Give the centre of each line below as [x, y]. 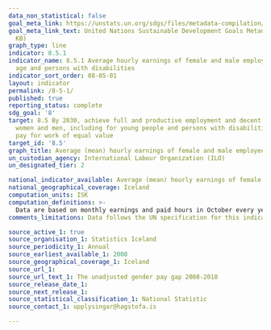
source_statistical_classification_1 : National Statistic [108, 299]
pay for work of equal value [65, 135]
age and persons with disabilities [75, 68]
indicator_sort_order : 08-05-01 [63, 76]
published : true [35, 98]
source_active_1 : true [46, 232]
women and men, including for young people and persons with [121, 128]
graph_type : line [38, 46]
